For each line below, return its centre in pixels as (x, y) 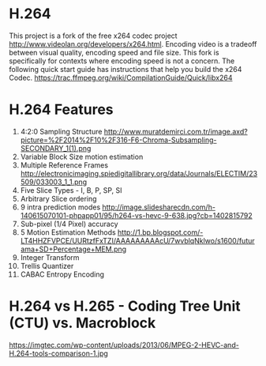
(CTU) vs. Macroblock (82, 323)
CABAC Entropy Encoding (62, 274)
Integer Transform (50, 257)
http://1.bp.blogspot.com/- (161, 232)
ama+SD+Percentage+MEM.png (73, 249)
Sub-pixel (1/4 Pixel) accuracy (69, 224)
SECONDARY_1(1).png (56, 148)
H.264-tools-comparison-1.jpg (59, 353)
